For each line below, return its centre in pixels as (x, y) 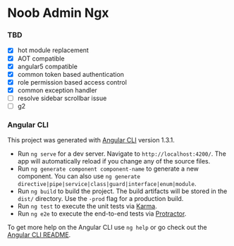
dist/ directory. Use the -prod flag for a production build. (100, 199)
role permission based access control (72, 82)
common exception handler (57, 90)
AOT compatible (41, 59)
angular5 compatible (47, 66)
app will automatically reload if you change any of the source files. (114, 161)
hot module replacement (53, 50)
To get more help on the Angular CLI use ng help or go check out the (107, 228)
